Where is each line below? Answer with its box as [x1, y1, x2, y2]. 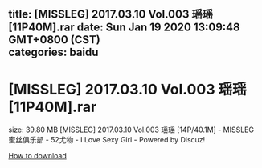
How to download [8, 151, 67, 161]
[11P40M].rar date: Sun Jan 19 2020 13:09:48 [8, 21, 240, 34]
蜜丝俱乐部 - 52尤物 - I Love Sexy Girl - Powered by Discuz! [8, 135, 206, 145]
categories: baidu [8, 46, 99, 59]
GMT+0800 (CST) [8, 33, 100, 46]
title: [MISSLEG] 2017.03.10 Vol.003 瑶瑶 [8, 7, 213, 22]
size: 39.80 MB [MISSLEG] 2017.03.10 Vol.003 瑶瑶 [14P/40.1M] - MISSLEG [8, 125, 255, 134]
